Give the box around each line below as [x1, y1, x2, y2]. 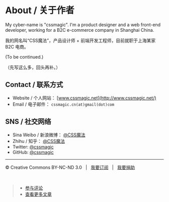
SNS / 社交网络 [5, 117, 51, 126]
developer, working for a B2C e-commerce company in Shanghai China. [5, 27, 154, 33]
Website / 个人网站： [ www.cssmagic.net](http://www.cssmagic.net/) [12, 94, 157, 101]
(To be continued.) [5, 54, 44, 60]
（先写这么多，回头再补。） [5, 64, 60, 70]
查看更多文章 [25, 191, 52, 197]
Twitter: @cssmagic [12, 143, 54, 149]
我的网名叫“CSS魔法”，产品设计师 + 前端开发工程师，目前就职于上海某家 [5, 37, 156, 43]
